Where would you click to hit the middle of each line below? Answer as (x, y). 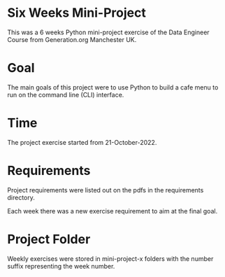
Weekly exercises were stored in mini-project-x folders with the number (110, 258)
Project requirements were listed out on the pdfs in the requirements (106, 190)
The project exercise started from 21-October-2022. (82, 142)
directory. (21, 197)
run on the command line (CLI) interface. (66, 94)
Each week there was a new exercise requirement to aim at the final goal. (112, 211)
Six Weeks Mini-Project (77, 13)
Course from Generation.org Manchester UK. (72, 39)
